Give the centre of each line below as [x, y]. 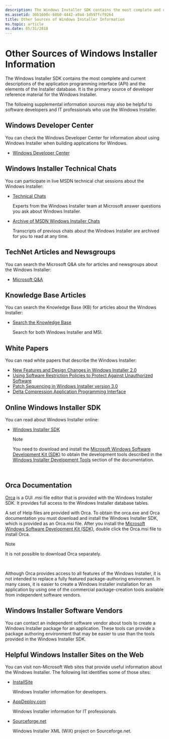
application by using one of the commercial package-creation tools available [84, 589]
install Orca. [18, 534]
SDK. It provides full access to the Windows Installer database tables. [77, 503]
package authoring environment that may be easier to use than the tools [80, 633]
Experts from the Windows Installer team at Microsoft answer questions [87, 206]
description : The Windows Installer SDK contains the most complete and [83, 10]
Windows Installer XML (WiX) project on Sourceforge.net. [72, 731]
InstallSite [23, 682]
